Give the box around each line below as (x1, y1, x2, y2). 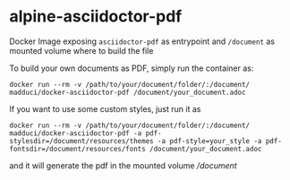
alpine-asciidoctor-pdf (9, 6, 183, 27)
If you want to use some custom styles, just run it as (9, 103, 201, 114)
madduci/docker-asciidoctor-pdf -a (9, 128, 142, 138)
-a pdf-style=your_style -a (157, 136, 262, 145)
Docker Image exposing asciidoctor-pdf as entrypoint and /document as (9, 36, 276, 47)
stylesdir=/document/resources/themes (9, 136, 154, 145)
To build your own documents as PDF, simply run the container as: (9, 63, 254, 73)
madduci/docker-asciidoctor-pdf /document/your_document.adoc (9, 88, 246, 97)
